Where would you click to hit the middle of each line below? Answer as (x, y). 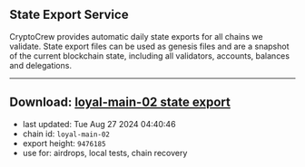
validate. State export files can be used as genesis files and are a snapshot (149, 46)
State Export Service (69, 15)
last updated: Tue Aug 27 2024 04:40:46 (99, 124)
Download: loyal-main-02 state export (120, 102)
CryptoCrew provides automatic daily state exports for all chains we (136, 36)
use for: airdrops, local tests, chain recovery (105, 153)
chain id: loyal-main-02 (66, 134)
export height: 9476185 (64, 143)
